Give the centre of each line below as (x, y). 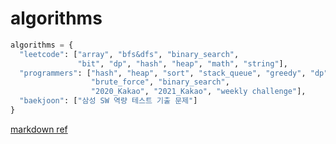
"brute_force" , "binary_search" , (160, 82)
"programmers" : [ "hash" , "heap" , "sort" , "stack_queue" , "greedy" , (163, 73)
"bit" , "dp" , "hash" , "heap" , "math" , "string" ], (182, 63)
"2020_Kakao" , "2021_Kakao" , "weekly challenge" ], (198, 92)
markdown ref (39, 129)
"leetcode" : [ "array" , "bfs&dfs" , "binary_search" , (129, 54)
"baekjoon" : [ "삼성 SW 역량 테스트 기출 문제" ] (108, 101)
